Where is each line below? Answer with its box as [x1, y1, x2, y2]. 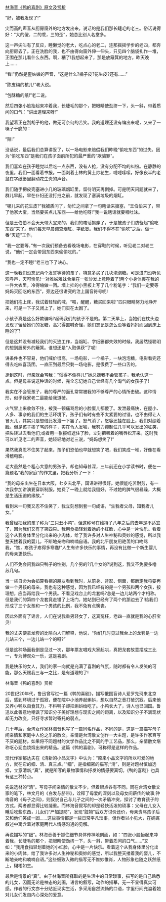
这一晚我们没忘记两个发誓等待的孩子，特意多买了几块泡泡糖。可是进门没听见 [5, 270, 161, 276]
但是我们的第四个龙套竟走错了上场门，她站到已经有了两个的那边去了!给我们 [5, 597, 158, 602]
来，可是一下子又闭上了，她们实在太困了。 [5, 305, 92, 311]
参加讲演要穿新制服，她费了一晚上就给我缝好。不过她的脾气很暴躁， [13, 487, 152, 492]
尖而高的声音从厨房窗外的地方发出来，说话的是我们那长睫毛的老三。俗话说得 [5, 25, 161, 31]
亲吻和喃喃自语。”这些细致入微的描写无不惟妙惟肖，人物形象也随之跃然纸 [13, 856, 161, 862]
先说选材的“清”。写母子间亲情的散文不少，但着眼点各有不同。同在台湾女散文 [5, 784, 161, 790]
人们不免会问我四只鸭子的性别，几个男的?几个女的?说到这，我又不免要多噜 [5, 561, 157, 567]
